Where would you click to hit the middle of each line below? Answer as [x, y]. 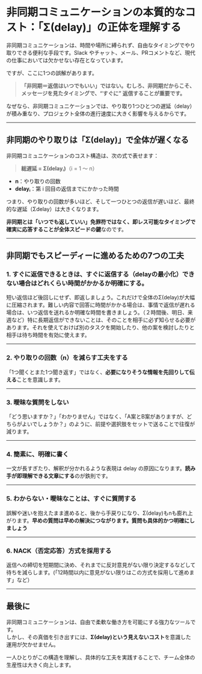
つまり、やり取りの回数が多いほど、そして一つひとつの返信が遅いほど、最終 [100, 201]
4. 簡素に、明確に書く [38, 454]
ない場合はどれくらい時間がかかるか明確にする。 [77, 283]
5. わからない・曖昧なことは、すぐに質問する [71, 498]
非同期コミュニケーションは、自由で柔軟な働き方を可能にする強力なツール [98, 622]
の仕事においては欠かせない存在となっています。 [66, 60]
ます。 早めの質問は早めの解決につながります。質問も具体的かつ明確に [103, 520]
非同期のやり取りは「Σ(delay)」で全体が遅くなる [98, 140]
